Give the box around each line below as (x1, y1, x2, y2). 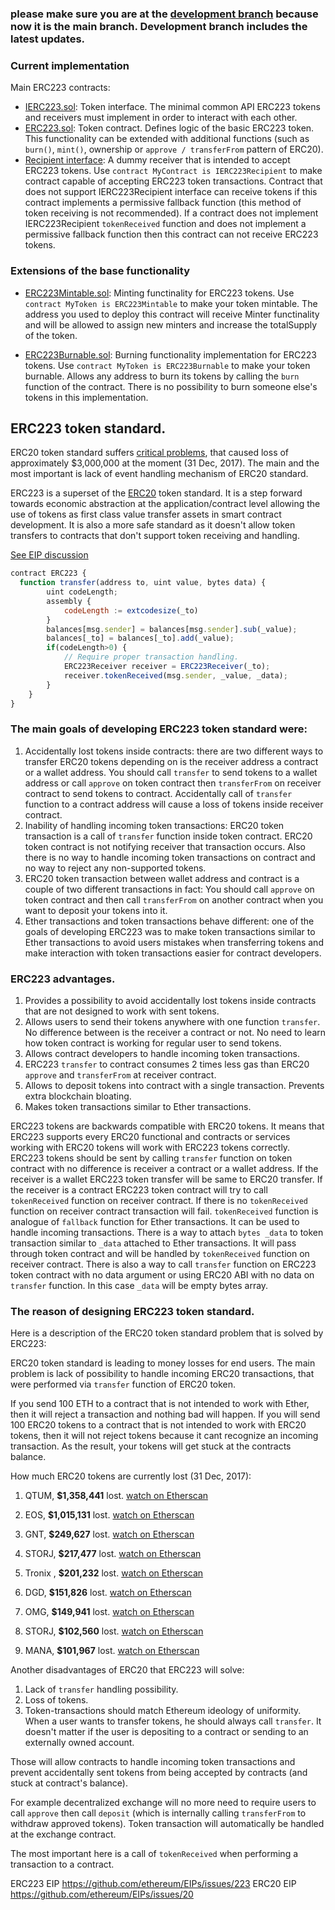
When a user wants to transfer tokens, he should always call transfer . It (24, 1715, 322, 1727)
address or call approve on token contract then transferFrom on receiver (24, 777, 322, 789)
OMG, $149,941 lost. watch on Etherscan (24, 1606, 195, 1618)
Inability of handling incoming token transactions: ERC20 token (24, 819, 285, 831)
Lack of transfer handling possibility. (24, 1683, 179, 1696)
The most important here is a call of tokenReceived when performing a (10, 1848, 299, 1860)
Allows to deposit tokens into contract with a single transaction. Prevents (24, 1080, 325, 1092)
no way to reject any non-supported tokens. (24, 862, 207, 874)
